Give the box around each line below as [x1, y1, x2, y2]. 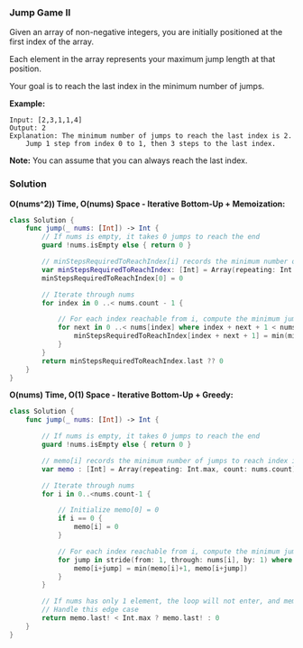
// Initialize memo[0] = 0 [57, 506, 160, 515]
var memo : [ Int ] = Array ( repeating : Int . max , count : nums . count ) [41, 464, 297, 474]
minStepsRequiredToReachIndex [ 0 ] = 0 [41, 273, 183, 283]
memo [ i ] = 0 [73, 523, 119, 532]
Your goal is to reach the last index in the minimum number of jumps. [9, 81, 265, 92]
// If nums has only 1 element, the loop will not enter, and [41, 597, 280, 606]
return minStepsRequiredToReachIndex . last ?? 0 [41, 356, 224, 366]
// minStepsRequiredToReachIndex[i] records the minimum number [41, 257, 289, 267]
